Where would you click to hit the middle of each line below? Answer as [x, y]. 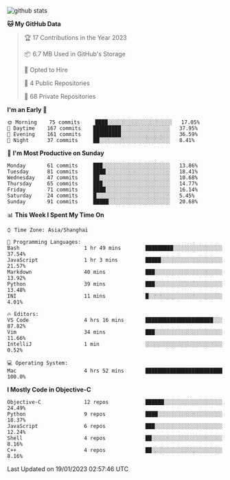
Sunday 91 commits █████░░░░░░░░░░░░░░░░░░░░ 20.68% [102, 202]
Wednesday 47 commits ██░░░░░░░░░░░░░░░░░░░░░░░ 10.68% [102, 178]
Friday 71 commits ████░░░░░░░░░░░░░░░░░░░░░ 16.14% [102, 190]
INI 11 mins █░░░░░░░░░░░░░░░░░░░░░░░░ [115, 296]
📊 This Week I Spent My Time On [56, 215]
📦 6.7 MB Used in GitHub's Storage [74, 54]
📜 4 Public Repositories [57, 83]
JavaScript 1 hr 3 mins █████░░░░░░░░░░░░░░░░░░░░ [115, 260]
